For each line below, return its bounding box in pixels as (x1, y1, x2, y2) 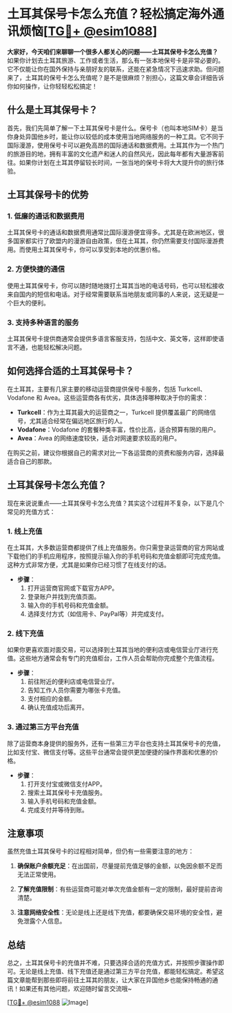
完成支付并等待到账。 (27, 806, 88, 814)
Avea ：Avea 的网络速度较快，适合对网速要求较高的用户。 (17, 433, 181, 442)
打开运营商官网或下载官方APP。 (27, 584, 118, 592)
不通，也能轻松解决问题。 (12, 343, 86, 351)
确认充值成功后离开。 (27, 704, 88, 712)
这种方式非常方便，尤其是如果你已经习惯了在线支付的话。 (7, 560, 170, 569)
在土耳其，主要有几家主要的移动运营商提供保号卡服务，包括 (7, 385, 176, 393)
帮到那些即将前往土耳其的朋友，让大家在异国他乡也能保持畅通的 (30, 976, 212, 984)
